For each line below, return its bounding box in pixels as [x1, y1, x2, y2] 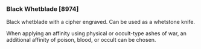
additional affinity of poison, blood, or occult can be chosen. [6, 36, 156, 44]
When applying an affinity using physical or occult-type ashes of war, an [6, 30, 187, 37]
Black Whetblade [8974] [6, 5, 79, 13]
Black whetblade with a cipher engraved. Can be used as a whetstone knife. [6, 19, 195, 26]
